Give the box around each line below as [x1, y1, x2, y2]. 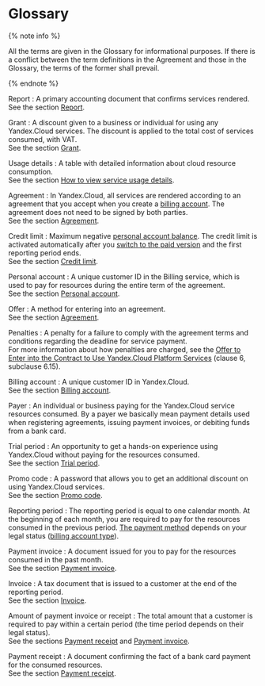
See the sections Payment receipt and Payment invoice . [8, 636, 190, 646]
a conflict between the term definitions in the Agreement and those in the [8, 55, 247, 64]
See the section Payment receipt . [8, 668, 116, 678]
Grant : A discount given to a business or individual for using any [8, 117, 219, 127]
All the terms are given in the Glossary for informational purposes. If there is [8, 46, 256, 56]
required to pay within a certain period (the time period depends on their [8, 619, 244, 629]
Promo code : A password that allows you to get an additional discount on [8, 473, 248, 483]
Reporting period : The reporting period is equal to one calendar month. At [8, 505, 251, 515]
